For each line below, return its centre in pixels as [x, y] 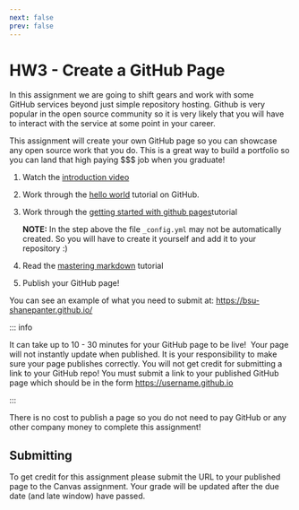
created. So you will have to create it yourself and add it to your [139, 239]
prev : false [31, 26]
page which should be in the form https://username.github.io [121, 383]
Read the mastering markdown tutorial [93, 266]
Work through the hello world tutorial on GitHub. [111, 194]
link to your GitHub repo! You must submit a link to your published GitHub [144, 374]
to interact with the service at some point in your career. [113, 124]
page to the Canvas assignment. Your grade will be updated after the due [144, 487]
